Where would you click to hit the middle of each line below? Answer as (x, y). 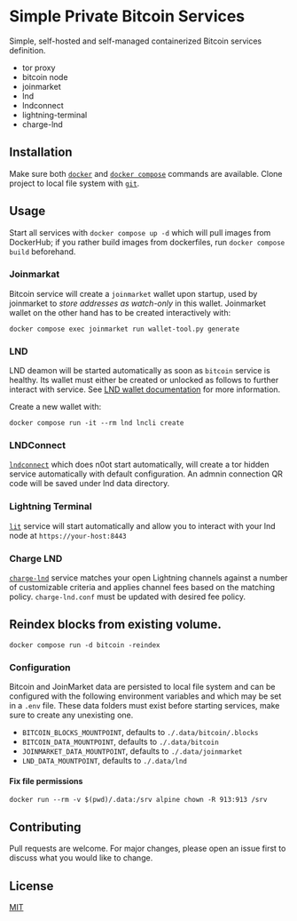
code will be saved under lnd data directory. (90, 484)
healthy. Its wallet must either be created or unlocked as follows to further (144, 380)
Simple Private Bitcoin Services (127, 16)
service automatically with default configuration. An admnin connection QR (146, 474)
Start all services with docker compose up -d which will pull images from (140, 232)
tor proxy (39, 68)
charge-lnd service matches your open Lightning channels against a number (148, 578)
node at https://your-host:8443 (68, 535)
